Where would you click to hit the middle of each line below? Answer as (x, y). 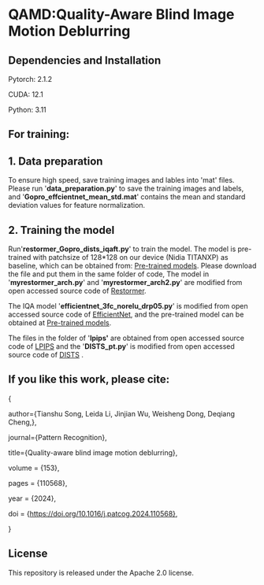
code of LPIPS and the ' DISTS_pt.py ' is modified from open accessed (121, 346)
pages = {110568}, (38, 483)
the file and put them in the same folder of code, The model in (109, 274)
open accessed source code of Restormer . (78, 291)
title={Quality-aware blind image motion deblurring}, (93, 452)
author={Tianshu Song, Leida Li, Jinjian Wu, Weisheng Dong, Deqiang (121, 413)
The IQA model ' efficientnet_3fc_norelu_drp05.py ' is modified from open (128, 306)
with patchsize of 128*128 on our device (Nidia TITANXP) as (130, 257)
